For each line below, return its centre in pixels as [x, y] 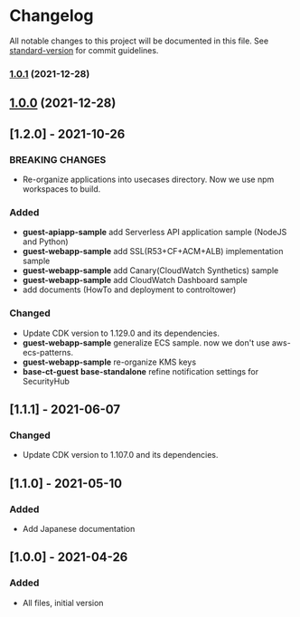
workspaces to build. [61, 189]
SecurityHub [46, 381]
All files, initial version [63, 603]
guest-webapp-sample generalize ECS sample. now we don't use [146, 342]
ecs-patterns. [48, 352]
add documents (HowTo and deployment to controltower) [129, 290]
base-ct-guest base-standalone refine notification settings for [141, 371]
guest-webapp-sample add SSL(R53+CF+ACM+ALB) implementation [153, 252]
